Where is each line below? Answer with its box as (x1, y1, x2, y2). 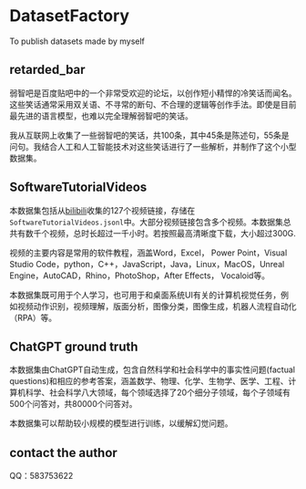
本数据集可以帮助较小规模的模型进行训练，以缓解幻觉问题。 (9, 418, 233, 429)
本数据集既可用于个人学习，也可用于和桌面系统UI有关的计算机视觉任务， (9, 289, 281, 300)
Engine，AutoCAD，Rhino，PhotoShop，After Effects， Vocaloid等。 (9, 270, 270, 281)
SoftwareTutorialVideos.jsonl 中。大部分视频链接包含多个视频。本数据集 (9, 216, 284, 227)
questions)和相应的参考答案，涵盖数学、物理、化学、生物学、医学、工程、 (9, 376, 289, 387)
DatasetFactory (9, 5, 130, 26)
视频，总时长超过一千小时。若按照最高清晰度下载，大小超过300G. (48, 227, 296, 238)
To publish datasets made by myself (9, 36, 146, 47)
